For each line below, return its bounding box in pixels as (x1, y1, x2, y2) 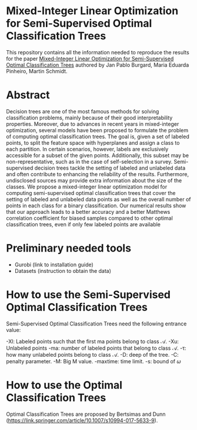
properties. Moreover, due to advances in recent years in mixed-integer (6, 120, 179, 128)
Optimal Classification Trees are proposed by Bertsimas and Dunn (6, 411, 166, 418)
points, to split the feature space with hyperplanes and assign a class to (6, 139, 180, 146)
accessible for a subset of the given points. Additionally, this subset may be (6, 152, 189, 159)
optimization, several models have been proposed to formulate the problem (6, 126, 189, 133)
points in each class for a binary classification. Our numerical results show (6, 202, 186, 209)
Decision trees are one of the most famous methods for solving (6, 107, 159, 115)
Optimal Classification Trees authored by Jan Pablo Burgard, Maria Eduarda (6, 61, 189, 69)
